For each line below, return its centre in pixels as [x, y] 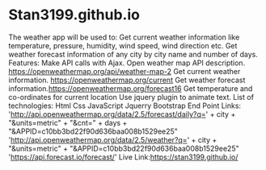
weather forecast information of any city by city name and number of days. [133, 54]
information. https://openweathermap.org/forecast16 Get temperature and [131, 88]
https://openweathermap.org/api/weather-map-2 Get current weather [125, 71]
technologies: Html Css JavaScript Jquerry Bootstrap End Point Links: [125, 106]
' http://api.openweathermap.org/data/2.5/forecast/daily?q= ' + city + [122, 114]
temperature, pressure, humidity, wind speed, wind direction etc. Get [123, 45]
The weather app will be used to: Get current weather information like [124, 37]
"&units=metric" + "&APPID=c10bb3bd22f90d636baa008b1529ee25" [124, 148]
